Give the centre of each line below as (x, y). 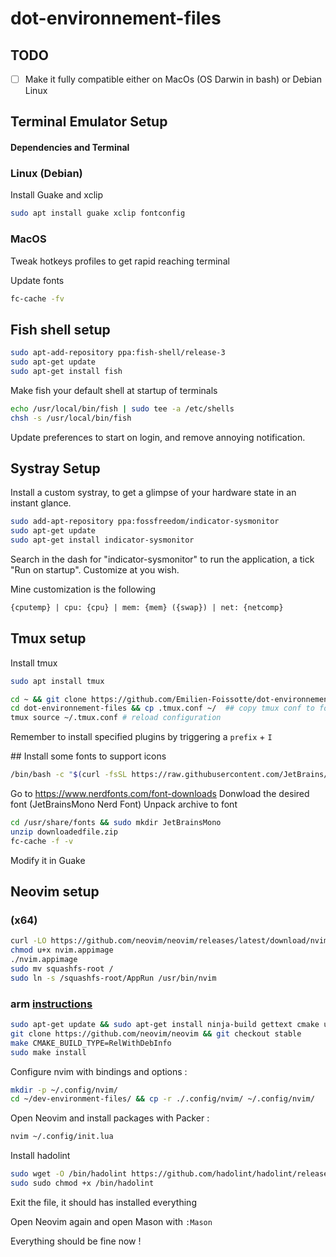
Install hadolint (40, 1156)
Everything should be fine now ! (76, 1241)
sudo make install (48, 1052)
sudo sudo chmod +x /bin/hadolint (82, 1183)
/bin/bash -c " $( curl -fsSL (69, 775)
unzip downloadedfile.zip (64, 832)
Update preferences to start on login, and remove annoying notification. (158, 437)
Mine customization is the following (83, 589)
